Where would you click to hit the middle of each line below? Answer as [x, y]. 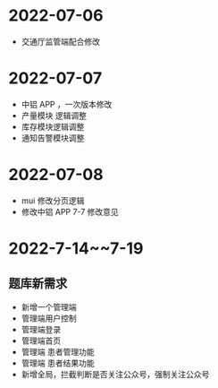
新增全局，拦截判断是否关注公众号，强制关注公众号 [115, 374]
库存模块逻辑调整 [53, 126]
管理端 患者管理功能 [58, 351]
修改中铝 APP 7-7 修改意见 [70, 211]
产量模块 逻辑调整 [54, 115]
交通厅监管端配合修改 [60, 41]
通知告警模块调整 [53, 138]
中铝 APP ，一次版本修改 [67, 104]
